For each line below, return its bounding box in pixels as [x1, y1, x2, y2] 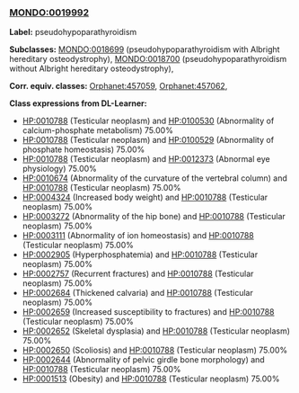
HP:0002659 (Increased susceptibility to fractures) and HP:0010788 [22, 307, 275, 317]
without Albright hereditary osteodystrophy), [9, 63, 174, 74]
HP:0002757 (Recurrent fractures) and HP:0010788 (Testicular [22, 268, 254, 280]
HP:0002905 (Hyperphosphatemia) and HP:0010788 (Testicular [22, 249, 259, 260]
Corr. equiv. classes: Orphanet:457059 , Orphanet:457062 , [9, 81, 228, 92]
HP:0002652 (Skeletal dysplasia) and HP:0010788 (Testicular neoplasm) [22, 326, 290, 336]
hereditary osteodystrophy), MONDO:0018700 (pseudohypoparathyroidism [9, 54, 287, 65]
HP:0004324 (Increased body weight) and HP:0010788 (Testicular [22, 192, 268, 203]
